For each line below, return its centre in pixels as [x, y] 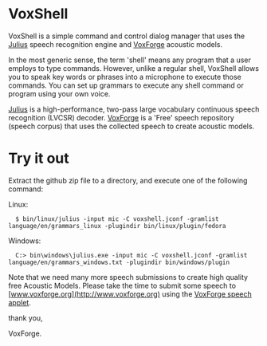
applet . [20, 302]
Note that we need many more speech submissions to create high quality [128, 277]
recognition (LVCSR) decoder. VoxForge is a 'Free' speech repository [122, 117]
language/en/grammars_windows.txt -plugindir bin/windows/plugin [119, 262]
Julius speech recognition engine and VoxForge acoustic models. [116, 44]
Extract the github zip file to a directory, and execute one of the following [128, 180]
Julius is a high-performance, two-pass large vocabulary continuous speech [134, 109]
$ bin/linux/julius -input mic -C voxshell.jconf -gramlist [117, 219]
